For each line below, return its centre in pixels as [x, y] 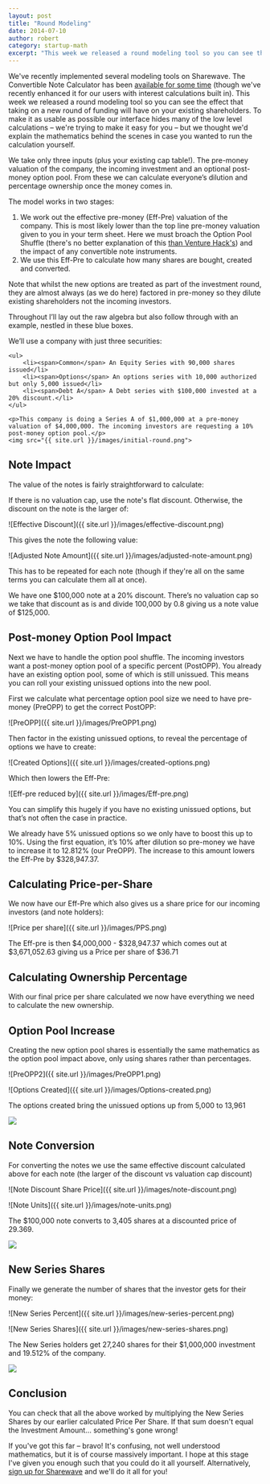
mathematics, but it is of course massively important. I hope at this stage [129, 1454]
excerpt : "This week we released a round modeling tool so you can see [131, 53]
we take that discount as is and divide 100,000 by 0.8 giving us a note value [133, 603]
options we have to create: [52, 747]
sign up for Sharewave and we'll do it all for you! [88, 1471]
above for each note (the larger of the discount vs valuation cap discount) [131, 1174]
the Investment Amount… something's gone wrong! [93, 1430]
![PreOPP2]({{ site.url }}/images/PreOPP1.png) [85, 1074]
